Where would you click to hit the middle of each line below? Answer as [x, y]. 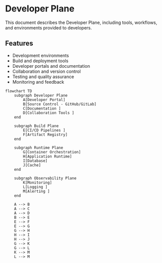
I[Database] [36, 161]
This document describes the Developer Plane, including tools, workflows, [81, 22]
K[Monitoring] [38, 182]
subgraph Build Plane [36, 126]
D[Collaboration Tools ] [49, 113]
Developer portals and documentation [51, 66]
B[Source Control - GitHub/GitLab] [60, 104]
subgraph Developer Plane [41, 95]
